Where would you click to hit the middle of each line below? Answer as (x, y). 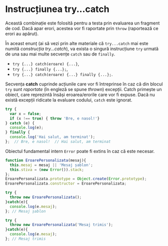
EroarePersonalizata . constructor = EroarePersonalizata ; (66, 183)
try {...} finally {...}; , (40, 69)
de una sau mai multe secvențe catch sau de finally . (60, 54)
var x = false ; (26, 113)
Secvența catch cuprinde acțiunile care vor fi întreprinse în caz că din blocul (84, 84)
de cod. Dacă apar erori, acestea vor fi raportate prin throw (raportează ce (82, 28)
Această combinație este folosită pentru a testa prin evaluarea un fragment (82, 23)
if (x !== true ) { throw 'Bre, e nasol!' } (55, 118)
